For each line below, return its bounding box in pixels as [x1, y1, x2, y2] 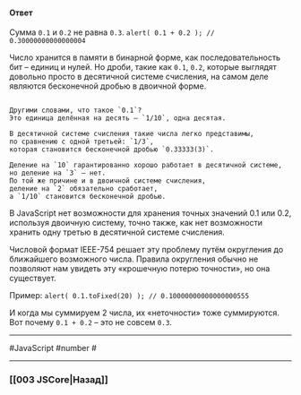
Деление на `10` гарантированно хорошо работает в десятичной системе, [9, 161, 282, 170]
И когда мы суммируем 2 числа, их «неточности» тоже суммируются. [9, 307, 280, 318]
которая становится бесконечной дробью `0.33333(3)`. [9, 145, 215, 154]
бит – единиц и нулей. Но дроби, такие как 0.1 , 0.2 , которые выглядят [9, 62, 278, 73]
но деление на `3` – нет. [9, 168, 106, 178]
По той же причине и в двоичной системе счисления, [9, 176, 206, 185]
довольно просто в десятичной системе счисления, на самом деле [9, 72, 269, 82]
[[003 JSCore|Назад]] [9, 374, 109, 386]
